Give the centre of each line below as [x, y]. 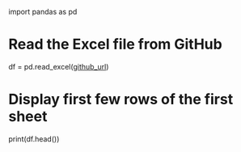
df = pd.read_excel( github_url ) [59, 66]
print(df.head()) [34, 139]
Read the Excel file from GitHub [115, 44]
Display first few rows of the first [121, 99]
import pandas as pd [43, 12]
